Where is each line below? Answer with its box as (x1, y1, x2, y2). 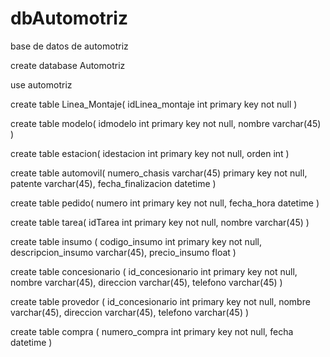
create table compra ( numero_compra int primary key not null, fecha (10, 325, 294, 337)
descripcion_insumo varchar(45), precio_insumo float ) (10, 246, 237, 258)
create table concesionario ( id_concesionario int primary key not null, (10, 265, 298, 277)
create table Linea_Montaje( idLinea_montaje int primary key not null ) (10, 98, 298, 110)
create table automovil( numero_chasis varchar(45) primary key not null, (10, 167, 308, 179)
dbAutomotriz (10, 7, 128, 30)
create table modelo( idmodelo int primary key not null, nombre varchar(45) (10, 117, 322, 129)
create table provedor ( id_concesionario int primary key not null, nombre (10, 295, 311, 307)
